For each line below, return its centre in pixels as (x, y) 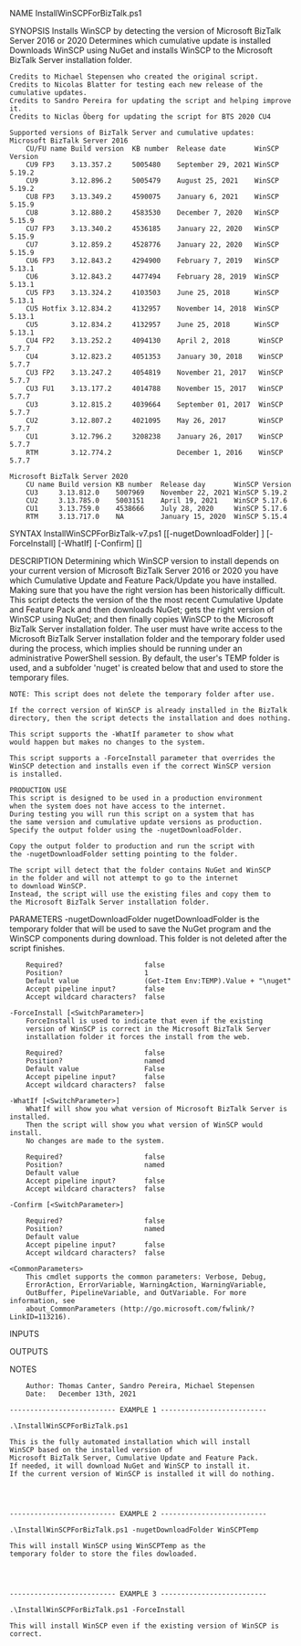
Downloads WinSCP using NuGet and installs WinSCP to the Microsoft (141, 50)
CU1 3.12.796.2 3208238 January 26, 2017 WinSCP (155, 437)
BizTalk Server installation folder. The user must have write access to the (146, 629)
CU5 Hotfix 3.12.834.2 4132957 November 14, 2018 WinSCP (153, 309)
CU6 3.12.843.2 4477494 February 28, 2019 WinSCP (153, 277)
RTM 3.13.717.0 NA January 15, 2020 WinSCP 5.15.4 (156, 516)
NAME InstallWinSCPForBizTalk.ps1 (76, 13)
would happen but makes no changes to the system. (108, 742)
